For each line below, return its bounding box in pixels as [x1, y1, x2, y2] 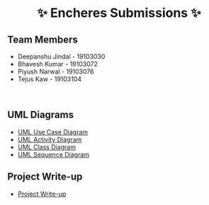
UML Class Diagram [17, 143, 77, 151]
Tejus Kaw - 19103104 [17, 75, 82, 83]
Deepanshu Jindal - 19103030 [17, 52, 106, 61]
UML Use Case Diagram [17, 127, 89, 136]
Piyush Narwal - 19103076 [17, 67, 94, 76]
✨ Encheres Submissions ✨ [37, 5, 201, 21]
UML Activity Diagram [17, 135, 82, 143]
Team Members [7, 33, 78, 45]
